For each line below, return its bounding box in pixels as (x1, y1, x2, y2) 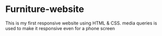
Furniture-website (5, 3, 85, 15)
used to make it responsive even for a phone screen (5, 25, 115, 31)
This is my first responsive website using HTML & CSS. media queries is (5, 20, 157, 26)
